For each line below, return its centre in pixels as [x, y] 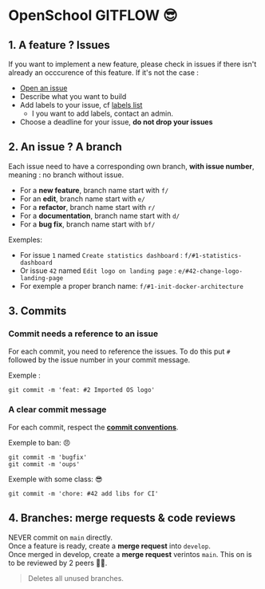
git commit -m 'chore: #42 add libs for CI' [83, 493]
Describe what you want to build [73, 97]
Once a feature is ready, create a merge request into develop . [110, 546]
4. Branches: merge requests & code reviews [122, 518]
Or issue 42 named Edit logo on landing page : [98, 271]
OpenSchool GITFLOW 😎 [93, 16]
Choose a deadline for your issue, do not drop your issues [116, 122]
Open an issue [44, 88]
